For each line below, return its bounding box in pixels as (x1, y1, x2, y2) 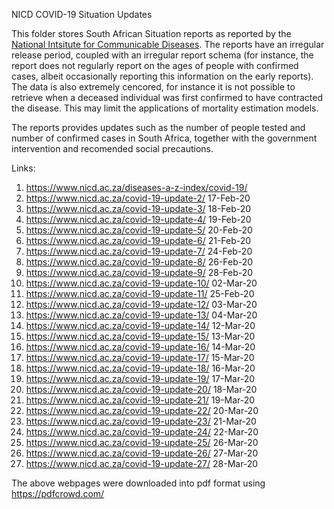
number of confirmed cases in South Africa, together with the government (11, 132, 318, 144)
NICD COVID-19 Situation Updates (11, 9, 153, 20)
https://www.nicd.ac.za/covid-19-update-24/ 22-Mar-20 (25, 426, 259, 438)
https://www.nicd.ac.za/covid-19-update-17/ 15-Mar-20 (25, 352, 255, 363)
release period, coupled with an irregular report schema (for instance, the (11, 49, 314, 61)
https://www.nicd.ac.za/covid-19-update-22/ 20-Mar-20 (25, 405, 259, 416)
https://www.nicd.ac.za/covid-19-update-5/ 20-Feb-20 (25, 224, 253, 236)
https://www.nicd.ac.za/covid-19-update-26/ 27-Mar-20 (25, 447, 259, 459)
